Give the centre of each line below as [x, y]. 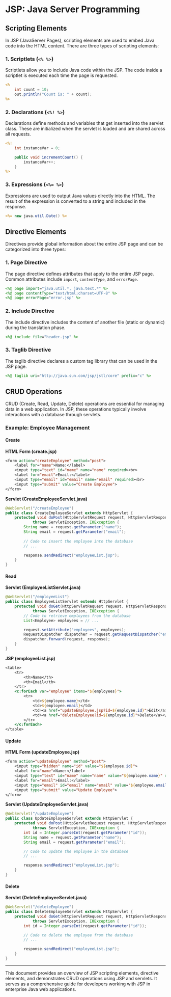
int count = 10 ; [32, 90]
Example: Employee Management [48, 428]
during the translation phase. [35, 328]
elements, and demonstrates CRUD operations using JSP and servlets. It [81, 978]
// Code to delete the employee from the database [78, 935]
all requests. [18, 134]
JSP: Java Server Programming [73, 9]
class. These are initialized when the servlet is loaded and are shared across [85, 129]
